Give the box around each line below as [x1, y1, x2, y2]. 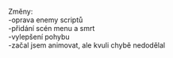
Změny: [8, 7, 33, 16]
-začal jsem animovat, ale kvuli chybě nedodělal [8, 41, 165, 50]
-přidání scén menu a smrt [8, 24, 95, 33]
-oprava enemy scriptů [8, 15, 83, 25]
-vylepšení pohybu [8, 32, 70, 41]
